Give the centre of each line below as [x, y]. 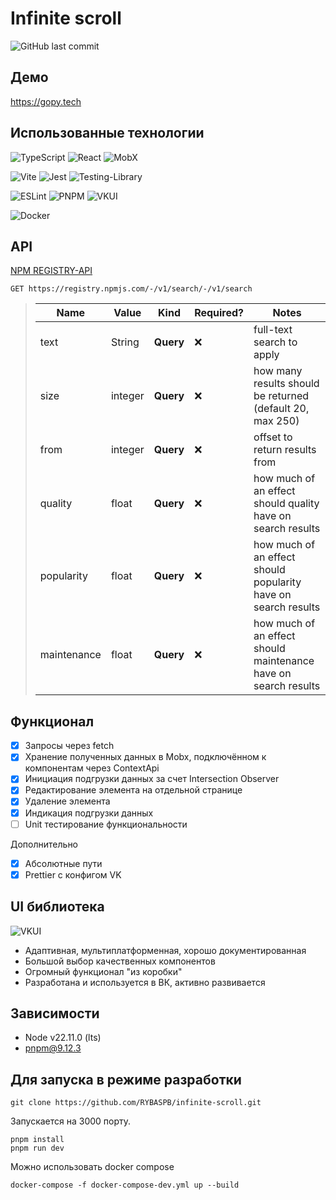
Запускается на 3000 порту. [71, 1121]
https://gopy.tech [46, 101]
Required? [219, 313]
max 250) [276, 421]
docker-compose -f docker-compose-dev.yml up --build [125, 1185]
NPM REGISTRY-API [51, 271]
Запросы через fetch [69, 746]
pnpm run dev [37, 1148]
